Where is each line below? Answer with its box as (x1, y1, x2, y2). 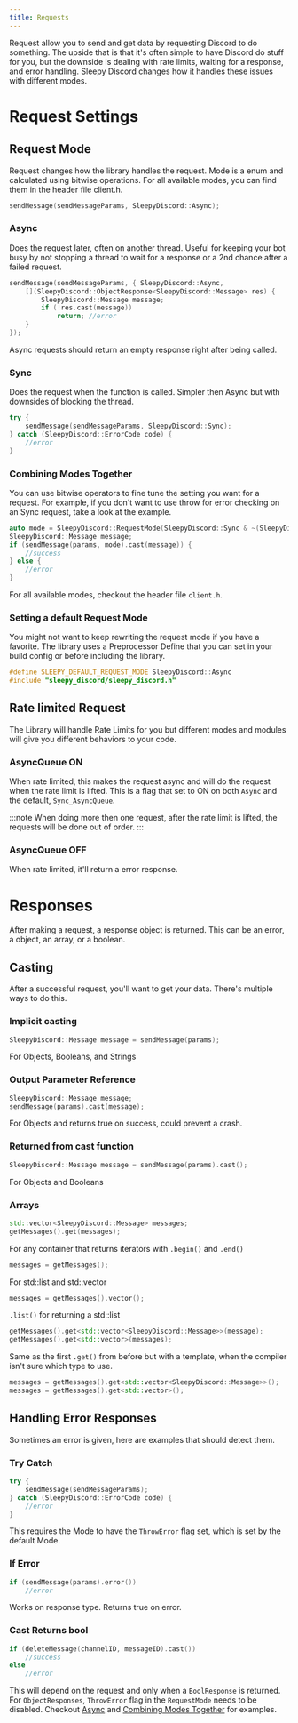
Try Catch (9, 1456, 53, 1469)
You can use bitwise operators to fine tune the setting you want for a (9, 487, 260, 498)
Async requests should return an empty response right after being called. (9, 344, 278, 355)
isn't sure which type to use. (9, 1361, 113, 1372)
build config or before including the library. (9, 651, 166, 661)
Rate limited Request (9, 701, 126, 716)
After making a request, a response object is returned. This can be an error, (9, 925, 286, 935)
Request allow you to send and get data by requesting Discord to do (9, 37, 258, 48)
